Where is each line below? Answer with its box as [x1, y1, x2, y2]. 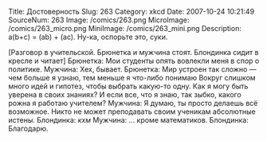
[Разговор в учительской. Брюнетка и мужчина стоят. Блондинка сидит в [8, 48, 259, 57]
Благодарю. [8, 123, 49, 133]
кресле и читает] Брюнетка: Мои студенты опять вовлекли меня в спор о [8, 56, 260, 65]
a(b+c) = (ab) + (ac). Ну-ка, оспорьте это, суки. [8, 32, 168, 41]
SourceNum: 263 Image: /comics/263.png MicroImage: [8, 15, 190, 25]
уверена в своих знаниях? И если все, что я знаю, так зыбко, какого [8, 90, 241, 99]
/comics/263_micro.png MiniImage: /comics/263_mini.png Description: [8, 24, 241, 33]
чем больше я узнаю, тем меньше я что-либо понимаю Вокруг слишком [8, 73, 257, 82]
